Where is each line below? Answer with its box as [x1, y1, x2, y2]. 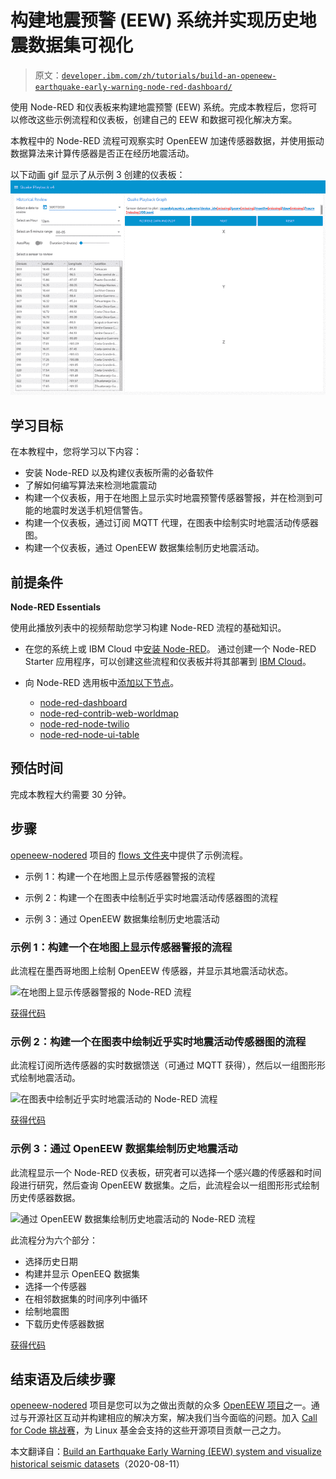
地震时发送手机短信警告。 [42, 504, 148, 516]
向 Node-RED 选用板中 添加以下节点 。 [24, 676, 180, 688]
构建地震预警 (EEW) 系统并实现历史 [10, 9, 300, 32]
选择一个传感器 [24, 1280, 87, 1292]
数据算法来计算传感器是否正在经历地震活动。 [10, 147, 195, 159]
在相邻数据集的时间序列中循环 [24, 1292, 148, 1305]
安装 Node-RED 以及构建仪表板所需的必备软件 [24, 467, 215, 479]
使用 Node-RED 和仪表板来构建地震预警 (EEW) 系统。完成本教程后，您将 [10, 101, 309, 113]
